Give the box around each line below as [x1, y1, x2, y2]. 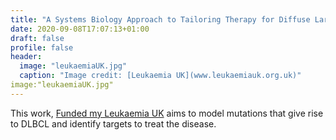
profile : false [10, 42, 74, 53]
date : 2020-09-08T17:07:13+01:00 [10, 24, 150, 34]
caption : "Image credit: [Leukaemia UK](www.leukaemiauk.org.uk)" [19, 71, 302, 81]
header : [10, 52, 43, 62]
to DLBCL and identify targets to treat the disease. [10, 117, 217, 130]
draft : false [10, 33, 65, 43]
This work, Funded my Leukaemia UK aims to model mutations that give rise [10, 107, 324, 119]
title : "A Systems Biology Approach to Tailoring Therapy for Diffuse [10, 14, 311, 25]
